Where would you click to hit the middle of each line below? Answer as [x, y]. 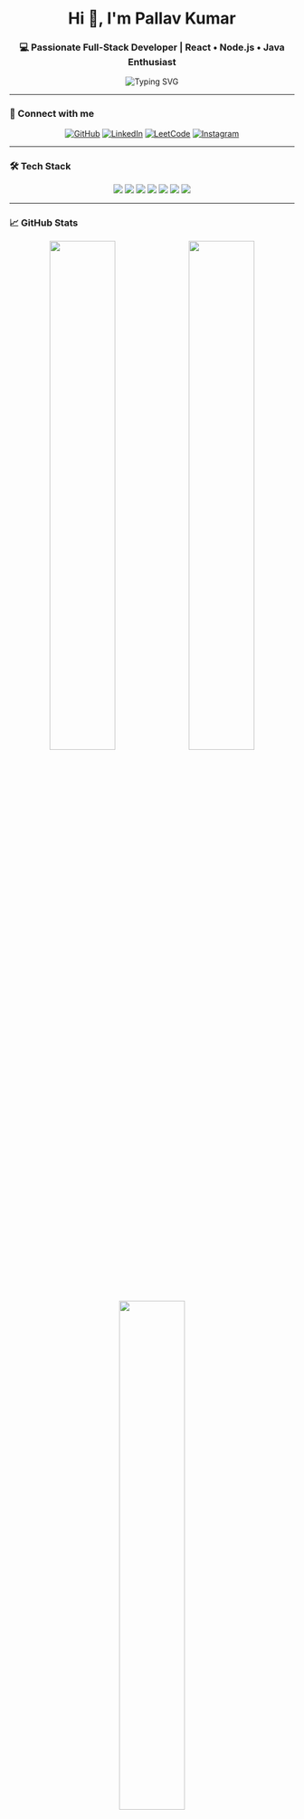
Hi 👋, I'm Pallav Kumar [152, 19]
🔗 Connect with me [52, 114]
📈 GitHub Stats [44, 223]
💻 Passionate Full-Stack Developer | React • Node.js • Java [152, 47]
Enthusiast [152, 63]
